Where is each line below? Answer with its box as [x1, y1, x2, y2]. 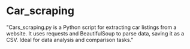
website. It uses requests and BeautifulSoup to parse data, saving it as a [6, 30, 185, 37]
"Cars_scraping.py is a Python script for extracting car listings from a [6, 24, 177, 31]
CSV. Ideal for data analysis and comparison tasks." [6, 36, 134, 43]
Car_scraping [6, 4, 75, 18]
